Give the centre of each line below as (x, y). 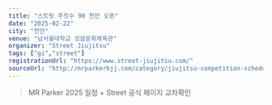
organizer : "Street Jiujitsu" (59, 46)
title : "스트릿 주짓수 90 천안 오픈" (64, 16)
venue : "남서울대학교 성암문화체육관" (63, 38)
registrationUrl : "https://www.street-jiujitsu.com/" (101, 61)
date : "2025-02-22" (41, 23)
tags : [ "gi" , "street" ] (47, 53)
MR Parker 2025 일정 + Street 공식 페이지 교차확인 (110, 92)
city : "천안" (29, 31)
